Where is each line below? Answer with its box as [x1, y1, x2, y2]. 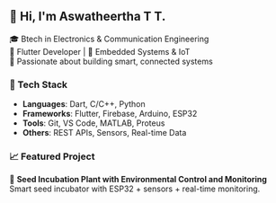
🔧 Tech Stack [9, 78, 68, 91]
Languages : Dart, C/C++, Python [22, 99, 146, 110]
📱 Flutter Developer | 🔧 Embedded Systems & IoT [9, 46, 191, 57]
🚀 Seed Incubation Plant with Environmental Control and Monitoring [9, 174, 268, 185]
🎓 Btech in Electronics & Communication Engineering [9, 33, 209, 44]
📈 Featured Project [9, 150, 95, 163]
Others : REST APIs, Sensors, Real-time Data [22, 128, 187, 138]
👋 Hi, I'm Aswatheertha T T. [9, 9, 166, 24]
